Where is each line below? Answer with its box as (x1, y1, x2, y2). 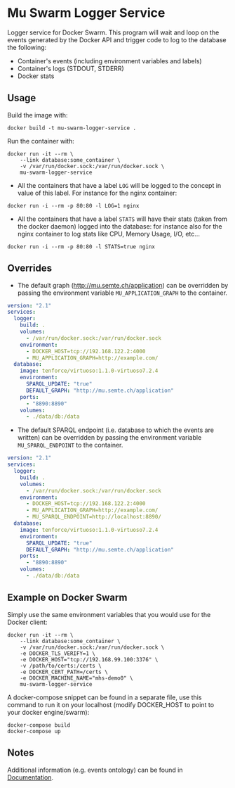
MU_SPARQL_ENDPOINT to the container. (17, 441, 123, 450)
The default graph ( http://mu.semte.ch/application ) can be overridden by (17, 281, 229, 289)
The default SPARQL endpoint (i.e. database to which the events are (17, 426, 214, 434)
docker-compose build (7, 721, 71, 729)
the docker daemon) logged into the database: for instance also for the (17, 222, 222, 230)
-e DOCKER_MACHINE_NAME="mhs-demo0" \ (20, 674, 133, 682)
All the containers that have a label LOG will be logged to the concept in (17, 181, 222, 189)
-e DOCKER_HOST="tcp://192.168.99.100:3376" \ (20, 656, 159, 663)
